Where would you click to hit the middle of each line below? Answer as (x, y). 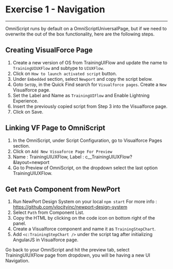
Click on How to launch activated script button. (65, 74)
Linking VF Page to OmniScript (55, 128)
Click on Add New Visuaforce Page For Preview (62, 151)
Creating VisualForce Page (49, 50)
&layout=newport (31, 162)
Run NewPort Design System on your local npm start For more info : (85, 202)
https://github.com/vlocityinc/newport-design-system (70, 207)
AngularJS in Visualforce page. (46, 240)
